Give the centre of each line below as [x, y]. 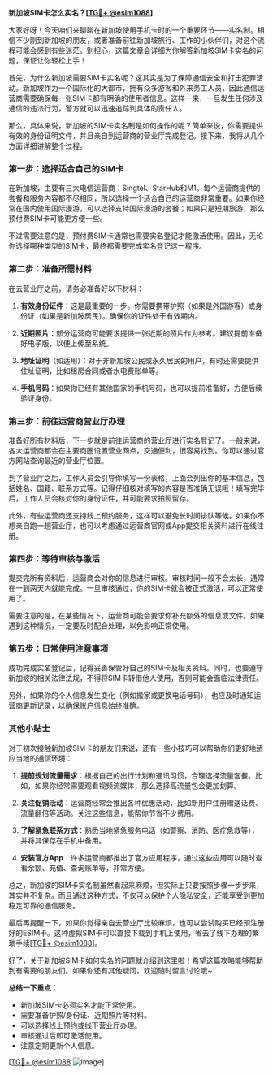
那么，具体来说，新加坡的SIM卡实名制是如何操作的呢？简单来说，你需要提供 [136, 126]
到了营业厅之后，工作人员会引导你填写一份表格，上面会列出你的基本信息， [133, 478]
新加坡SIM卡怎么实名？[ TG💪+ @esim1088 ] [81, 13]
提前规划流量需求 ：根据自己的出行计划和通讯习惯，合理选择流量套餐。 [138, 775]
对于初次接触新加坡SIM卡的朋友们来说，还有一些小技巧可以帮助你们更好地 [132, 748]
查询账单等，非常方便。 [109, 868]
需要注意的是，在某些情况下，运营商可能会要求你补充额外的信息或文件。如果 [136, 616]
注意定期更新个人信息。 [59, 1045]
